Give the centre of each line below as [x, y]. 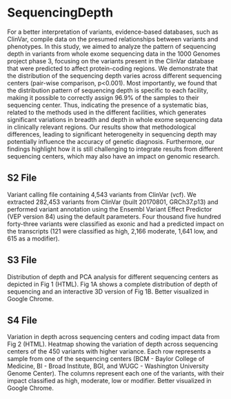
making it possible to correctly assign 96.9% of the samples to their [103, 97]
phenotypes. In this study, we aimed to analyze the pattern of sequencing [112, 46]
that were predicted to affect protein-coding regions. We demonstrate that [113, 68]
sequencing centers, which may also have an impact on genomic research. [113, 156]
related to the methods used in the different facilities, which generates [107, 112]
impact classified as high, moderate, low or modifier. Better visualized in [109, 381]
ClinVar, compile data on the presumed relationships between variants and [113, 39]
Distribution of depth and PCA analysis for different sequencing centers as [113, 276]
